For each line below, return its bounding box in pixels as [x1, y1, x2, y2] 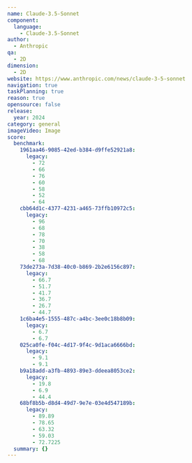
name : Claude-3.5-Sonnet [7, 10, 80, 17]
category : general [7, 120, 61, 128]
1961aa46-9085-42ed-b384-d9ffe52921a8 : [20, 147, 136, 154]
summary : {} [13, 445, 49, 453]
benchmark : [13, 140, 45, 147]
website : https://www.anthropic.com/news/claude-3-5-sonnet [7, 75, 186, 82]
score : [7, 133, 27, 140]
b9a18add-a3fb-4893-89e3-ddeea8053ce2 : [20, 367, 136, 374]
